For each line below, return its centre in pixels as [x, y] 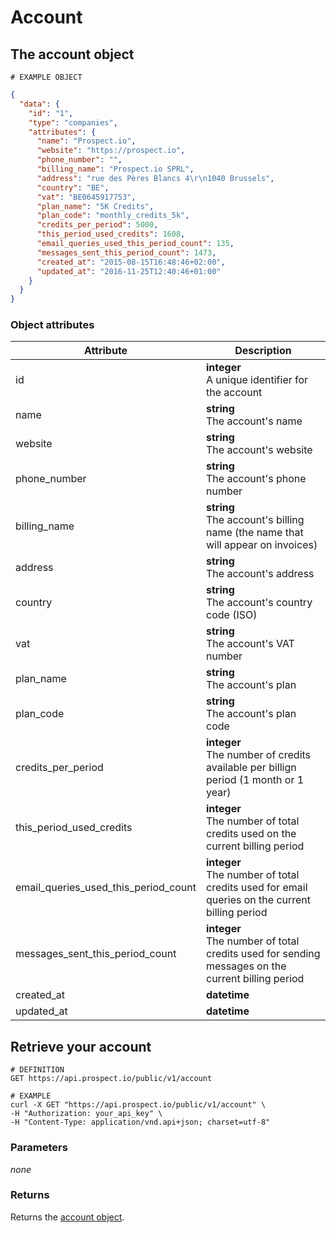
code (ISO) [232, 615]
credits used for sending [263, 954]
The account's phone [256, 479]
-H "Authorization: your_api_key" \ [86, 1114]
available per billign [251, 768]
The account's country [259, 603]
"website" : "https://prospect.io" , [111, 151]
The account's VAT [250, 644]
